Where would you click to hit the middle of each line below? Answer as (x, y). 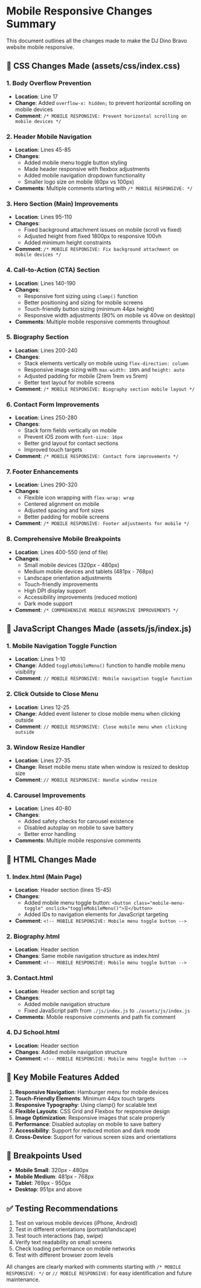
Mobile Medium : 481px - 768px (54, 1177)
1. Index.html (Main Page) (44, 876)
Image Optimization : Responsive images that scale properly (90, 1117)
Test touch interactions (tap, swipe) (59, 1236)
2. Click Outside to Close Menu (52, 694)
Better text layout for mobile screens (69, 382)
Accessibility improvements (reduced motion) (81, 597)
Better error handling (50, 834)
